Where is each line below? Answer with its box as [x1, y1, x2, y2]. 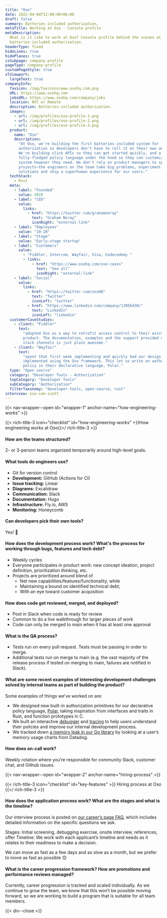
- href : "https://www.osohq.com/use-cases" [31, 262, 123, 267]
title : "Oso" [5, 7, 32, 12]
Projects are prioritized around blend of [12, 573, 93, 579]
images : [9, 109, 26, 114]
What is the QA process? [5, 633, 58, 639]
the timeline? [5, 803, 33, 809]
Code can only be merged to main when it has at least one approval [12, 622, 151, 628]
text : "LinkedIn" [31, 308, 68, 313]
